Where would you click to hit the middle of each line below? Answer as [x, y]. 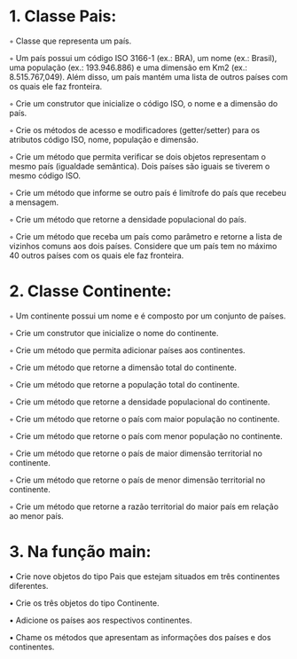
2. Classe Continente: [90, 291]
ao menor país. [36, 515]
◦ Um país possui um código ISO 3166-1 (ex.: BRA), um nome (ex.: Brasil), [143, 58]
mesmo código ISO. [45, 176]
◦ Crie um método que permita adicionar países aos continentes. [127, 350]
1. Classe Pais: [63, 16]
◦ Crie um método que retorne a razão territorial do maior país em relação [144, 506]
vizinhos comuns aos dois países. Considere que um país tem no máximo [143, 246]
